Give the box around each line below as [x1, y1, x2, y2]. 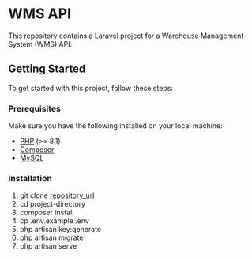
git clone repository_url [19, 191, 95, 200]
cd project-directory [19, 199, 85, 209]
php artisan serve [19, 241, 77, 251]
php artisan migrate [19, 233, 84, 242]
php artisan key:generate [19, 225, 102, 234]
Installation [8, 173, 53, 184]
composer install [19, 207, 74, 218]
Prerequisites [8, 103, 61, 114]
